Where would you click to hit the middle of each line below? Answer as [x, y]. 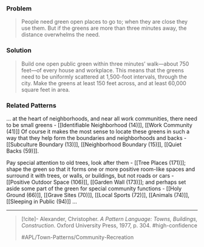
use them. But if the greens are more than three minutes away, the [104, 28]
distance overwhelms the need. [60, 35]
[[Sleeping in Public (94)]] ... [42, 201]
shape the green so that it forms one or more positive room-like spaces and [101, 169]
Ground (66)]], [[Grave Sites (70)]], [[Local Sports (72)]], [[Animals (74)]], [98, 195]
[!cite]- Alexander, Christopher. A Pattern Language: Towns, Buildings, [109, 219]
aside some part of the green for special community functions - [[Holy [94, 188]
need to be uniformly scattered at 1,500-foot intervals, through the [104, 77]
